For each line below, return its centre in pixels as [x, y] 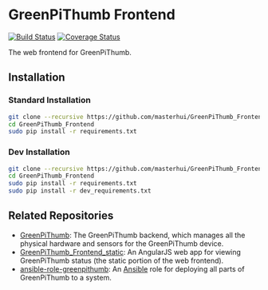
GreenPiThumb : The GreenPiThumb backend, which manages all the [132, 235]
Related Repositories [61, 216]
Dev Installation [39, 152]
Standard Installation [50, 100]
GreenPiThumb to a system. [65, 277]
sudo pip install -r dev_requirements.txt [80, 191]
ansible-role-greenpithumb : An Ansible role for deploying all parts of [132, 268]
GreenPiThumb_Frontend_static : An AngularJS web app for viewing [130, 252]
